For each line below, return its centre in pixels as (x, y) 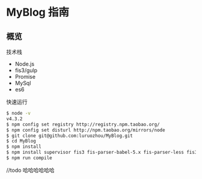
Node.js (25, 64)
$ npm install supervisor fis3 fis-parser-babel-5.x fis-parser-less (95, 153)
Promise (25, 77)
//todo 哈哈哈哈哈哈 (30, 170)
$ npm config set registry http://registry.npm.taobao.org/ (83, 124)
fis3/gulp (26, 70)
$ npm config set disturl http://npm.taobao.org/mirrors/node (86, 130)
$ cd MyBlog (21, 141)
